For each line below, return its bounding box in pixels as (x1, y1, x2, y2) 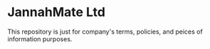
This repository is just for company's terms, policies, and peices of (7, 27, 203, 36)
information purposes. (7, 34, 73, 43)
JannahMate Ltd (7, 4, 105, 20)
